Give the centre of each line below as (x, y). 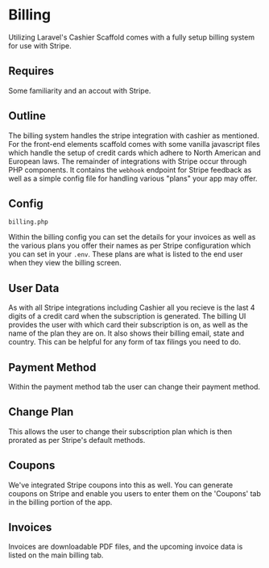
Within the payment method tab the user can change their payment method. (134, 386)
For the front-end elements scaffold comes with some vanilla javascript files (134, 144)
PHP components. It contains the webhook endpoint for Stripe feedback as (130, 169)
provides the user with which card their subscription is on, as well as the (128, 325)
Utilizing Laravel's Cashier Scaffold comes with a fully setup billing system (132, 37)
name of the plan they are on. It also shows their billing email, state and (126, 333)
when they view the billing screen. (65, 263)
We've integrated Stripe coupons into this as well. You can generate (121, 485)
